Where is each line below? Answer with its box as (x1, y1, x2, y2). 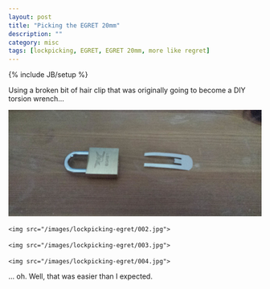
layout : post (8, 13, 52, 21)
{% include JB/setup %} (8, 70, 88, 79)
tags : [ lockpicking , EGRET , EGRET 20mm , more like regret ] (8, 47, 211, 55)
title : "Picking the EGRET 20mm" (8, 21, 121, 30)
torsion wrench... (8, 94, 64, 104)
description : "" (8, 30, 63, 38)
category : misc (8, 39, 59, 47)
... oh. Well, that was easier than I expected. (8, 271, 153, 281)
